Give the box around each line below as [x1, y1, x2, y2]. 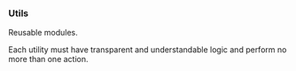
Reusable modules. [8, 28, 79, 38]
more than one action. [8, 54, 90, 65]
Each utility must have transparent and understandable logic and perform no [8, 44, 287, 55]
